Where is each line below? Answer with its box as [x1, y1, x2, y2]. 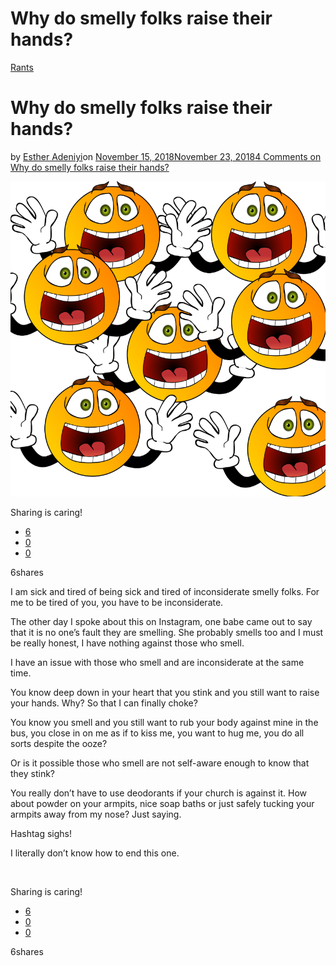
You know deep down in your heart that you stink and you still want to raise [10, 686, 320, 698]
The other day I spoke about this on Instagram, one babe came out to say [10, 615, 313, 627]
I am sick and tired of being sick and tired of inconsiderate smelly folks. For [10, 585, 320, 597]
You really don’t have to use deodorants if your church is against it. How [10, 787, 307, 799]
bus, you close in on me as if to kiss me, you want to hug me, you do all [10, 727, 305, 739]
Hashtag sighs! [10, 827, 73, 839]
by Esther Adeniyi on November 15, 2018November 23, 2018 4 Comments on [10, 150, 322, 162]
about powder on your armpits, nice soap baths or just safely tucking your [10, 797, 315, 809]
